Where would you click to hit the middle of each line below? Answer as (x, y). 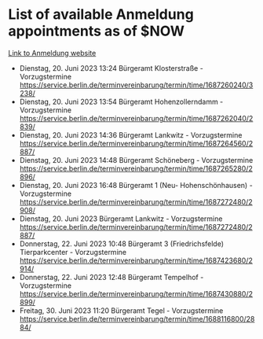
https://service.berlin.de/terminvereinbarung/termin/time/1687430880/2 (136, 293)
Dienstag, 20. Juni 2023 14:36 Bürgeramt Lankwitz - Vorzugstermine (131, 134)
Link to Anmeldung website (52, 53)
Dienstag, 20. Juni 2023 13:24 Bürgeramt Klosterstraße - (111, 68)
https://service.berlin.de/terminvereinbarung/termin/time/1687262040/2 (136, 118)
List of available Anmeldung (101, 15)
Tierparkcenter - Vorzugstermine (73, 252)
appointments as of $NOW (97, 31)
